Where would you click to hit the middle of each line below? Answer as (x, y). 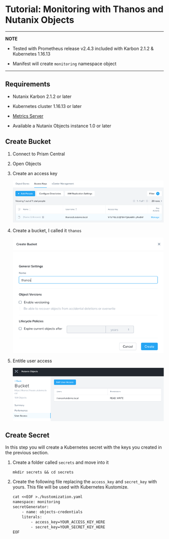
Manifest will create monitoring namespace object (64, 64)
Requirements (28, 84)
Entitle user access (32, 361)
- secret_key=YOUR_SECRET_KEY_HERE (68, 527)
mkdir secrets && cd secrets (43, 472)
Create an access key (35, 173)
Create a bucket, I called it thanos (47, 231)
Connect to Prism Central (39, 154)
